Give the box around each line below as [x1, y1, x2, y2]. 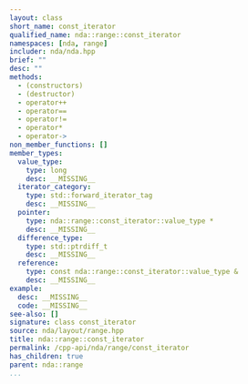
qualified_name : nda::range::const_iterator [9, 30, 181, 39]
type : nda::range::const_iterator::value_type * [26, 216, 214, 226]
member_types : [9, 148, 64, 157]
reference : [17, 258, 59, 268]
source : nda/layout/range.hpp [9, 327, 125, 336]
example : [9, 284, 43, 293]
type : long [26, 166, 67, 175]
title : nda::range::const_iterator [9, 335, 145, 344]
